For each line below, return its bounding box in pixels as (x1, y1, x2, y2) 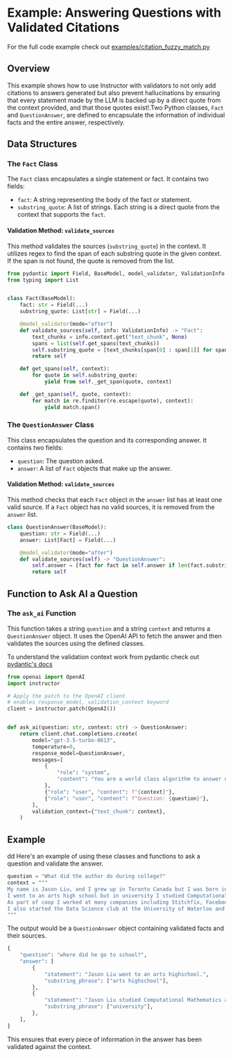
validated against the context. (7, 1042, 92, 1050)
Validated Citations (7, 19, 120, 35)
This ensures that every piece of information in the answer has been (7, 1035, 202, 1043)
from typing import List (7, 276, 79, 283)
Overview (7, 63, 51, 74)
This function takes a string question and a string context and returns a (7, 624, 211, 633)
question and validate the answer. (7, 859, 104, 868)
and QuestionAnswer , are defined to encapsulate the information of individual (7, 110, 225, 119)
